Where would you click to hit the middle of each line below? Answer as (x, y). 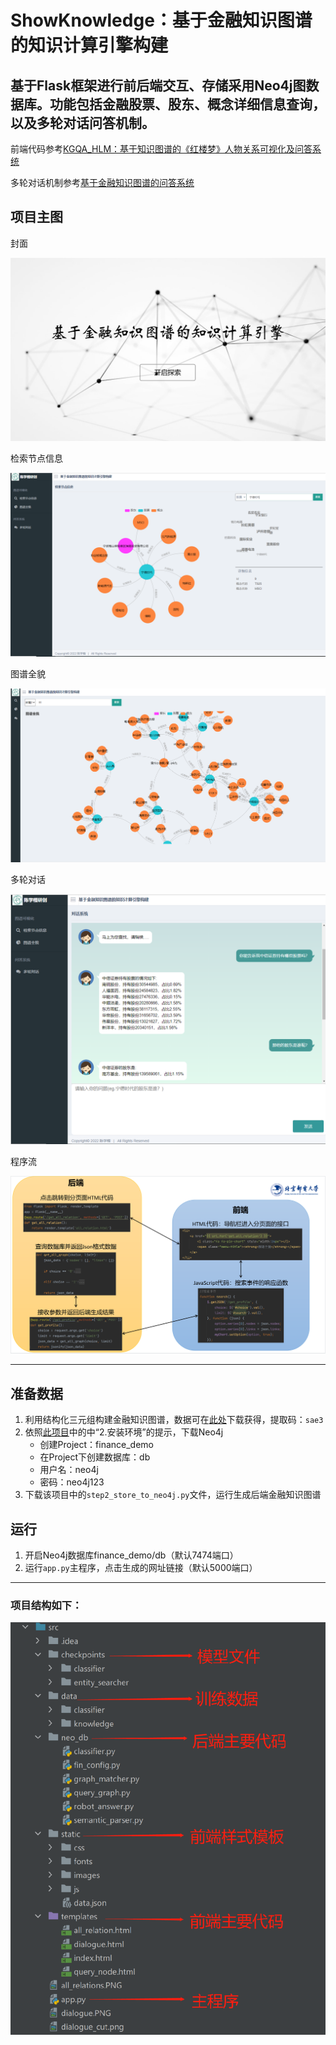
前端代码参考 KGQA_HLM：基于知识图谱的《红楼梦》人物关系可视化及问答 (161, 149)
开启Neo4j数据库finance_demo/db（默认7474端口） (131, 1555)
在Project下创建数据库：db (95, 1457)
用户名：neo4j (69, 1470)
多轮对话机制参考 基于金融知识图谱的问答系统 (102, 182)
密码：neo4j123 (72, 1482)
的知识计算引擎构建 (89, 45)
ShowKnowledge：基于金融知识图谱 (161, 20)
